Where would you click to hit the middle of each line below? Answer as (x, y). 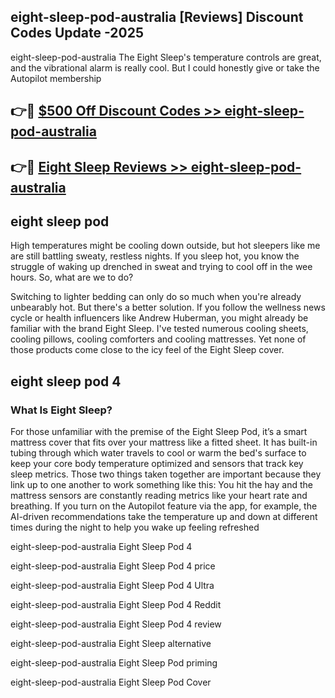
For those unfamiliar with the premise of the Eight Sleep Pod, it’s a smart (159, 432)
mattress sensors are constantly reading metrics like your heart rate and (159, 496)
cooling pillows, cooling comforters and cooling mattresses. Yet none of (158, 339)
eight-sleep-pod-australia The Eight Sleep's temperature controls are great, (166, 57)
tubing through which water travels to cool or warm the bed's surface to (158, 453)
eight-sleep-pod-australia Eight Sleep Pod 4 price (113, 566)
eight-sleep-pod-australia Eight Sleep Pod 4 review (116, 624)
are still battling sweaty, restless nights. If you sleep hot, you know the (155, 256)
